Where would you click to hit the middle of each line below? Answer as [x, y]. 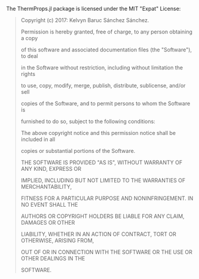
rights [28, 74]
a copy [29, 38]
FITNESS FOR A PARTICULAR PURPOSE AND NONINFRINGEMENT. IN [107, 198]
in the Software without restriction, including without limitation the [102, 68]
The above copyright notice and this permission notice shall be [98, 133]
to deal [29, 56]
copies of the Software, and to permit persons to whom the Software [105, 103]
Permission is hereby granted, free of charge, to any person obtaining [107, 32]
